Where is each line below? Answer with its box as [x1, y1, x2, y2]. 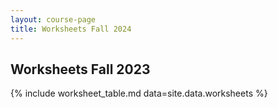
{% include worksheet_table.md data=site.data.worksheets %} [10, 87, 268, 100]
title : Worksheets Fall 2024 [10, 24, 132, 34]
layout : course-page [10, 14, 97, 25]
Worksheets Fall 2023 [10, 61, 151, 78]
